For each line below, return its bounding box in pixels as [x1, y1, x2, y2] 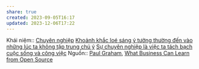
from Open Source [6, 56, 53, 64]
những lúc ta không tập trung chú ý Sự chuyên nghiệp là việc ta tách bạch [6, 43, 193, 50]
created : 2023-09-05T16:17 [6, 15, 75, 21]
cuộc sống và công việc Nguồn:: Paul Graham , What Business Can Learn [6, 50, 190, 57]
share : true [6, 8, 37, 15]
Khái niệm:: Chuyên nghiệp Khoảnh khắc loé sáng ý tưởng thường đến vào [6, 37, 194, 44]
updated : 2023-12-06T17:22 [6, 20, 75, 26]
